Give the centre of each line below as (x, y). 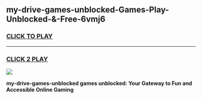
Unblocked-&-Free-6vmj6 (56, 19)
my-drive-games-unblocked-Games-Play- (88, 10)
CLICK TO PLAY (29, 37)
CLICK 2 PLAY (27, 59)
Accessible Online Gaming (40, 89)
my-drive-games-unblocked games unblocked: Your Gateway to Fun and (99, 83)
